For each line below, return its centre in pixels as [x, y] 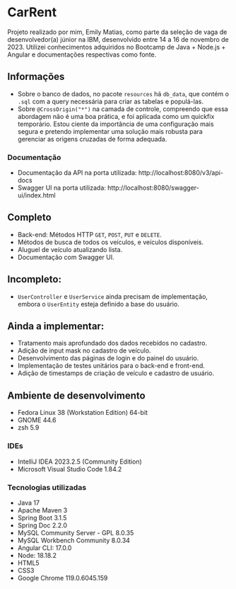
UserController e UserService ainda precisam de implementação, [113, 296]
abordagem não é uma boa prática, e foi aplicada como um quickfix [116, 116]
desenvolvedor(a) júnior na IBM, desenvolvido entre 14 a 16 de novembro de [118, 39]
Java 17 [29, 503]
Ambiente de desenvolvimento [77, 395]
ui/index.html [36, 195]
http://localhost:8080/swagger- [153, 188]
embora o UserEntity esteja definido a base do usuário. [99, 304]
